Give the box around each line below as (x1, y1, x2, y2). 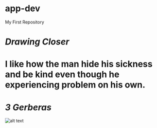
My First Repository (5, 19, 45, 25)
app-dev (5, 3, 40, 14)
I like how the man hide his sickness (5, 59, 153, 70)
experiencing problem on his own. (5, 79, 146, 90)
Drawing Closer (5, 36, 70, 47)
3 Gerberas (5, 102, 52, 113)
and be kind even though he (5, 69, 120, 80)
